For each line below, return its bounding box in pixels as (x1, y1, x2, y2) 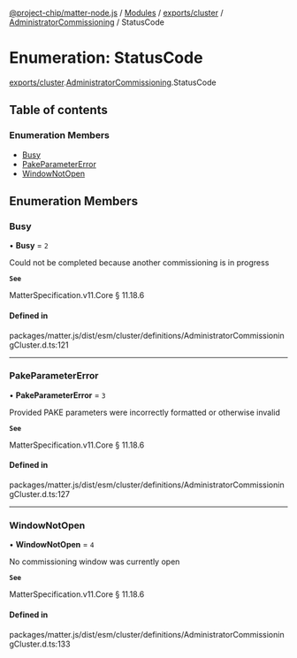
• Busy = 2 (9, 241, 49, 251)
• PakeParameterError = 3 (9, 389, 106, 401)
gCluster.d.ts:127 (9, 489, 71, 500)
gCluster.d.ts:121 (9, 340, 69, 350)
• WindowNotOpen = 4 (9, 539, 95, 550)
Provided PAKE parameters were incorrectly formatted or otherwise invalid (9, 407, 281, 417)
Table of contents (9, 103, 108, 118)
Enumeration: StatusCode (9, 48, 203, 68)
